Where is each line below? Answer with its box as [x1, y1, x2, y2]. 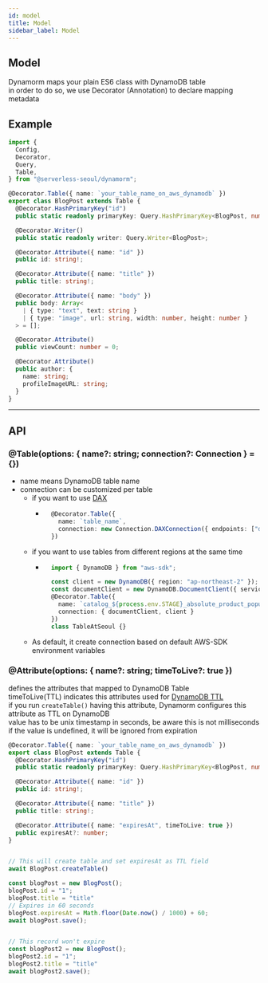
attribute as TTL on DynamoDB [8, 709, 110, 718]
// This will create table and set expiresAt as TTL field [8, 858, 209, 866]
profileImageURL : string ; [22, 379, 109, 387]
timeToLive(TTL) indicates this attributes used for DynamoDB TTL [8, 691, 224, 702]
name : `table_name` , [58, 517, 127, 525]
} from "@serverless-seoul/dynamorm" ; [8, 175, 137, 183]
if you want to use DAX [31, 493, 108, 503]
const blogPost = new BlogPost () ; [8, 879, 124, 887]
